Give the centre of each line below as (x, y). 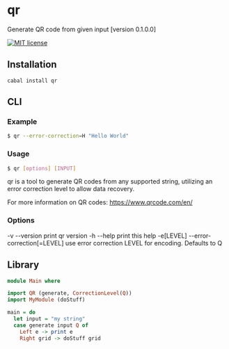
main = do (22, 313)
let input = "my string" (49, 319)
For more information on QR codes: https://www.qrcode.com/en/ (100, 202)
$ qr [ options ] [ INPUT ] (42, 168)
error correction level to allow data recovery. (71, 189)
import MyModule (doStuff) (46, 300)
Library (23, 265)
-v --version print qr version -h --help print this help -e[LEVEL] (97, 236)
